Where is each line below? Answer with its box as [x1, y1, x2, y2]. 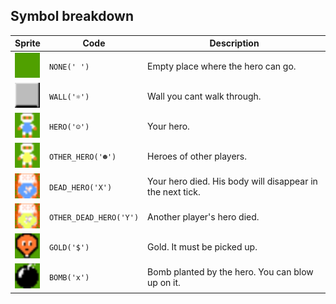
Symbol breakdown [10, 8, 134, 25]
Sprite [14, 37, 41, 49]
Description [209, 37, 260, 49]
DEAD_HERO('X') [48, 182, 113, 193]
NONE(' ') [48, 62, 90, 72]
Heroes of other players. [147, 150, 247, 163]
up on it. [147, 276, 181, 288]
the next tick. [147, 186, 201, 198]
